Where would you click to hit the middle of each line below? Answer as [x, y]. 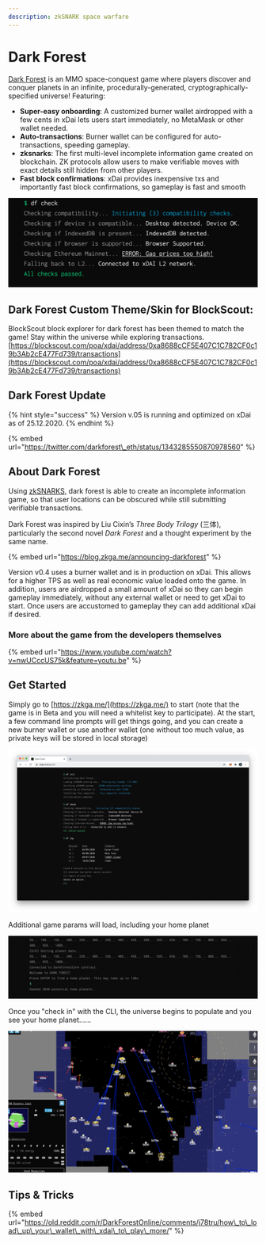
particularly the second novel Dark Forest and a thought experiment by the [130, 533]
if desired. [25, 614]
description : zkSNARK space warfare [68, 17]
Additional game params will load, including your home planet [109, 925]
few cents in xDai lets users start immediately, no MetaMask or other [131, 120]
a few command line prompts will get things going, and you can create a [126, 721]
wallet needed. [44, 128]
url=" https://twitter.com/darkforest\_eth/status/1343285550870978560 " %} [132, 447]
